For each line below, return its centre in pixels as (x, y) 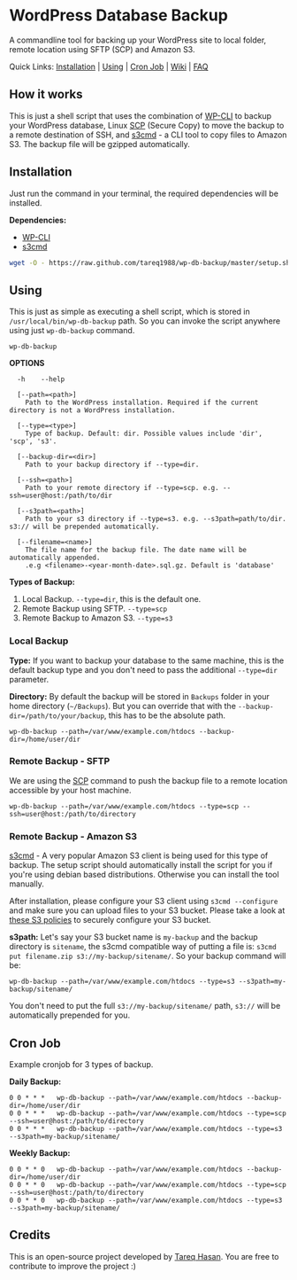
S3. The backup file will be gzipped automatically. (99, 144)
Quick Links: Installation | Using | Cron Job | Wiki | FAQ (109, 66)
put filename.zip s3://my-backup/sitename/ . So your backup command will (148, 956)
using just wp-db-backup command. (72, 331)
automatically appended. (55, 558)
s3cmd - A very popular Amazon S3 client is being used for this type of (139, 855)
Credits (30, 1235)
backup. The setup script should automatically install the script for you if (141, 865)
